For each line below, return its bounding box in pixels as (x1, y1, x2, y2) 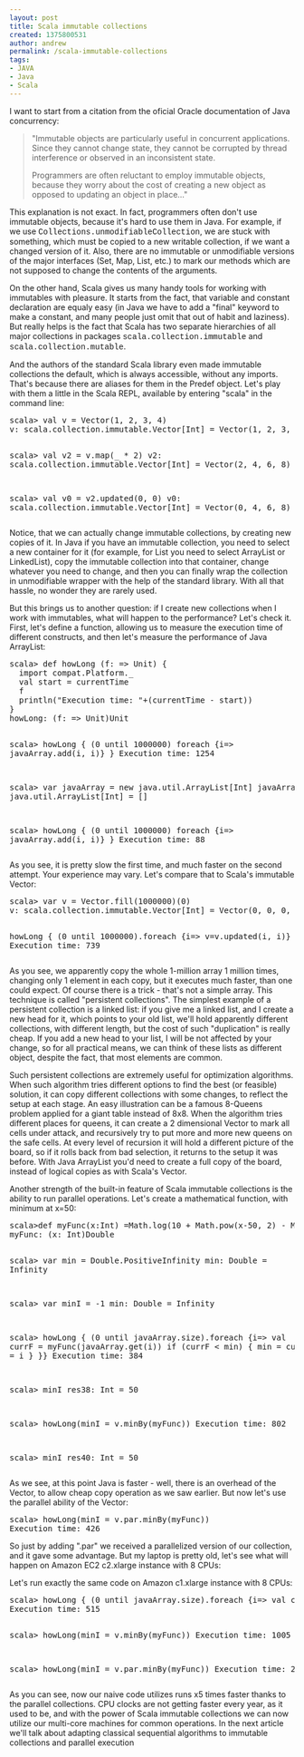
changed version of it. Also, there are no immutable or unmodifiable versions (9, 246, 295, 257)
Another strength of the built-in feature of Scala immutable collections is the (9, 1183, 293, 1194)
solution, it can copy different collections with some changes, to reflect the (9, 1089, 289, 1100)
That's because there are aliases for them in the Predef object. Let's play (9, 378, 281, 389)
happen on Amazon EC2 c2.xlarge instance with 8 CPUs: (9, 1559, 222, 1570)
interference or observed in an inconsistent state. (31, 151, 216, 163)
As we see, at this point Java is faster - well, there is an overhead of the (9, 1477, 277, 1488)
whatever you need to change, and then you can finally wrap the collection (9, 566, 288, 577)
